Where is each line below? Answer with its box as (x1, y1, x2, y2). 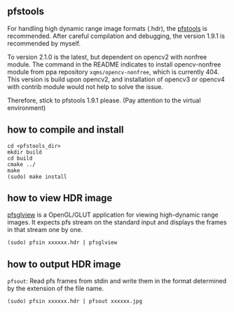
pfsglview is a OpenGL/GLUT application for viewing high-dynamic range (7, 210, 219, 219)
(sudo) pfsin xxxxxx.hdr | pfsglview (7, 239, 118, 246)
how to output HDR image (7, 258, 121, 270)
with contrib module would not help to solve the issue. (7, 82, 163, 90)
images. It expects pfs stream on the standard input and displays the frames (7, 218, 227, 226)
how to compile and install (7, 124, 124, 136)
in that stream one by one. (7, 226, 83, 234)
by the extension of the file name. (7, 284, 104, 293)
